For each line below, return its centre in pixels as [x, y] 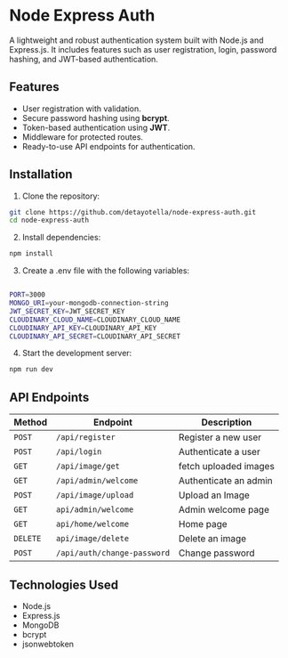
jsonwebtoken [48, 644]
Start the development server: [77, 353]
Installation [41, 175]
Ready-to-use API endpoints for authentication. [108, 146]
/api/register [86, 438]
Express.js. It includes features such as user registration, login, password [143, 49]
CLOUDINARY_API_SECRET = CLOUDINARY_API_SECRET [95, 336]
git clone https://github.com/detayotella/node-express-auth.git [132, 212]
